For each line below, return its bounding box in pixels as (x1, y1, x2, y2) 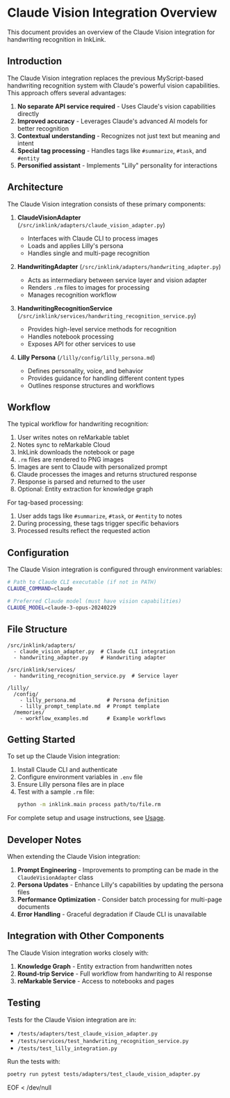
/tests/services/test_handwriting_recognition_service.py (17, 1038, 189, 1044)
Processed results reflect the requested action (17, 527, 151, 535)
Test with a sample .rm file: (17, 787, 95, 796)
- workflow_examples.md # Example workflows (19, 714, 167, 722)
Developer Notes (7, 834, 82, 846)
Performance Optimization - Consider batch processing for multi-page (17, 895, 222, 903)
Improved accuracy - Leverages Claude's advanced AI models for (17, 117, 208, 125)
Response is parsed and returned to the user (17, 477, 146, 486)
